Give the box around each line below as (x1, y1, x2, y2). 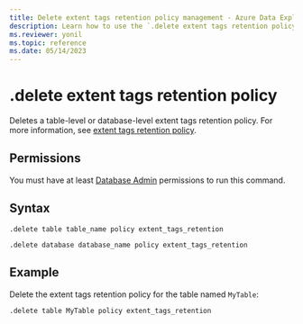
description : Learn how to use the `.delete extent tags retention (9, 22, 269, 31)
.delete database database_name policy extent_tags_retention (9, 240, 248, 249)
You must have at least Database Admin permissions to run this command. (9, 175, 286, 185)
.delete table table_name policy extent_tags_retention (9, 224, 224, 234)
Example (9, 265, 60, 280)
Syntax (9, 201, 50, 216)
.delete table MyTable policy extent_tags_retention (9, 306, 212, 315)
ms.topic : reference (9, 38, 87, 48)
